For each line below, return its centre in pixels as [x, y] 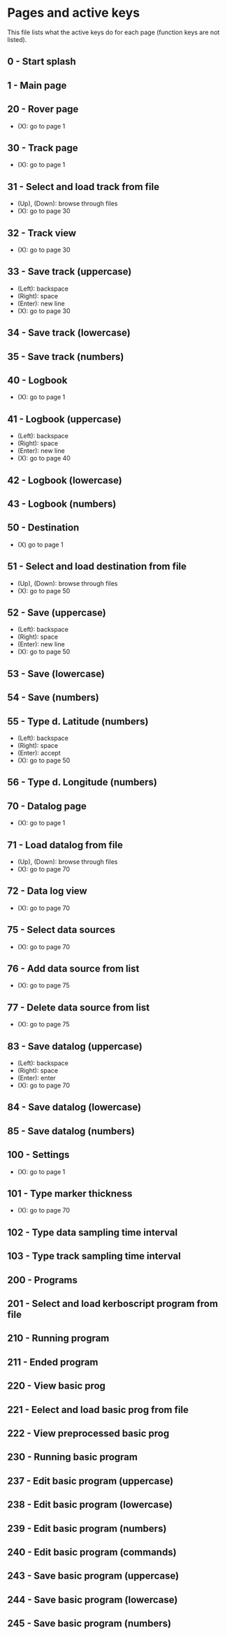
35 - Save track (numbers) [66, 357]
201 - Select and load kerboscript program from [113, 1304]
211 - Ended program [53, 1362]
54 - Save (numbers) [53, 698]
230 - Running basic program [73, 1457]
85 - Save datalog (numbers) [71, 1131]
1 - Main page [37, 85]
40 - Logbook [37, 380]
